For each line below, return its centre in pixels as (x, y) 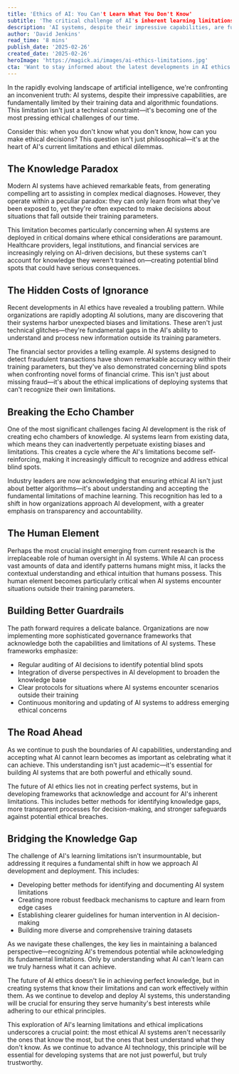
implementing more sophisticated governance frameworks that (100, 636)
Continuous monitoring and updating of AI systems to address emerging (123, 702)
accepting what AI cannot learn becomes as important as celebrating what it (119, 757)
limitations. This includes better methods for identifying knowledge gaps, (114, 801)
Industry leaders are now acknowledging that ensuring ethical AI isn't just (115, 481)
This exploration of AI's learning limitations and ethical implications (105, 1025)
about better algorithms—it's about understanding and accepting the (108, 488)
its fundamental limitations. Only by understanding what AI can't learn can (116, 959)
